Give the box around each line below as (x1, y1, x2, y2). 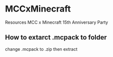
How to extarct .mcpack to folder (5, 33, 107, 42)
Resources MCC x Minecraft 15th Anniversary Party (5, 19, 108, 25)
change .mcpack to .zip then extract (5, 46, 78, 52)
